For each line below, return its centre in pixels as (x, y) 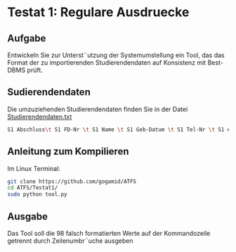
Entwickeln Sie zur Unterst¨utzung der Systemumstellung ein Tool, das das (116, 55)
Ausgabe (27, 216)
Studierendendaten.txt (40, 116)
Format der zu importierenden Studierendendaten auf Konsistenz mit (107, 63)
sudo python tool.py (38, 194)
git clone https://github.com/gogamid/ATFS (72, 181)
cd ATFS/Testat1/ (33, 188)
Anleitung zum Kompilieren (68, 152)
